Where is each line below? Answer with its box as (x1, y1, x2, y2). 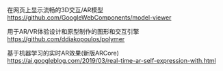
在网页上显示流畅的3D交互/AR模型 (7, 6, 104, 14)
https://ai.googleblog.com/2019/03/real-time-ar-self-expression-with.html (7, 57, 217, 64)
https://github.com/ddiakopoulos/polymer (7, 35, 125, 43)
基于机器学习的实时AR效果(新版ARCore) (7, 49, 120, 57)
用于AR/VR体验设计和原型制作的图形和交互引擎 (7, 28, 140, 35)
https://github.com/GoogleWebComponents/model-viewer (7, 14, 172, 22)
